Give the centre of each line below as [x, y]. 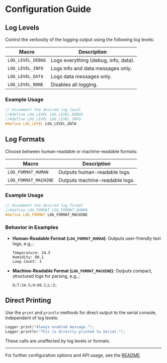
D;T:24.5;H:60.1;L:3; [35, 285]
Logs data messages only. [81, 77]
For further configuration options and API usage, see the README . [73, 356]
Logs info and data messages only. [91, 68]
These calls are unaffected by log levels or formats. [58, 341]
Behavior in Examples [32, 227]
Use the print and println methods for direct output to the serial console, [81, 312]
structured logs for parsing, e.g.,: [46, 276]
